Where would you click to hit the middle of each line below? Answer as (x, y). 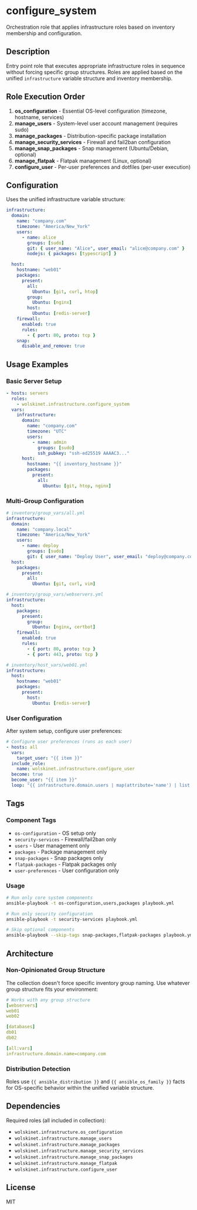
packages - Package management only (61, 852)
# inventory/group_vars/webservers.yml (55, 594)
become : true (27, 774)
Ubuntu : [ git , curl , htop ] (65, 291)
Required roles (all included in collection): (56, 1120)
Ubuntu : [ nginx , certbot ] (64, 627)
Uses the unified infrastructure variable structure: (66, 199)
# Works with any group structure (48, 1000)
